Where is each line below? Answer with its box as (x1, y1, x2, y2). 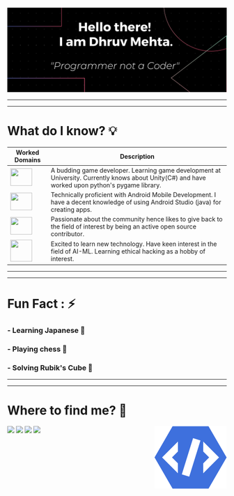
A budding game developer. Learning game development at (51, 166, 221, 174)
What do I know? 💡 (7, 123, 117, 139)
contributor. (51, 230, 85, 238)
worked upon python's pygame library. (51, 180, 162, 189)
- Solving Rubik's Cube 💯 (7, 363, 93, 373)
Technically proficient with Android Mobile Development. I (51, 190, 217, 199)
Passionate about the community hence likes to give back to (51, 215, 223, 224)
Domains (14, 156, 41, 164)
